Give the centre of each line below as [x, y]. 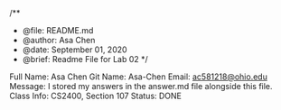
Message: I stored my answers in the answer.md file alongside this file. [141, 86]
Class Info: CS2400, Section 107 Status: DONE [96, 96]
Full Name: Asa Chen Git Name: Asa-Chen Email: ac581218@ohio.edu [139, 77]
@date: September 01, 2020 [75, 50]
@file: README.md [58, 30]
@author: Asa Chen [59, 40]
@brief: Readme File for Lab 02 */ [85, 59]
